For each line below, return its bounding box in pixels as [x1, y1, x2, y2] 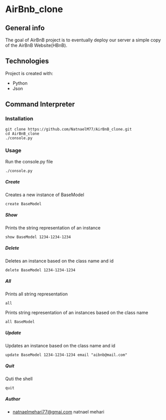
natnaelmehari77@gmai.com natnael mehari [12, 408, 104, 414]
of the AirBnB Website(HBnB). [5, 42, 68, 48]
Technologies [5, 57, 49, 66]
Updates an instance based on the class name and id [5, 342, 116, 348]
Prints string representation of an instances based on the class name [5, 309, 148, 316]
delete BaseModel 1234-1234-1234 [5, 267, 76, 273]
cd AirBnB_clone [5, 131, 39, 136]
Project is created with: [5, 70, 53, 76]
